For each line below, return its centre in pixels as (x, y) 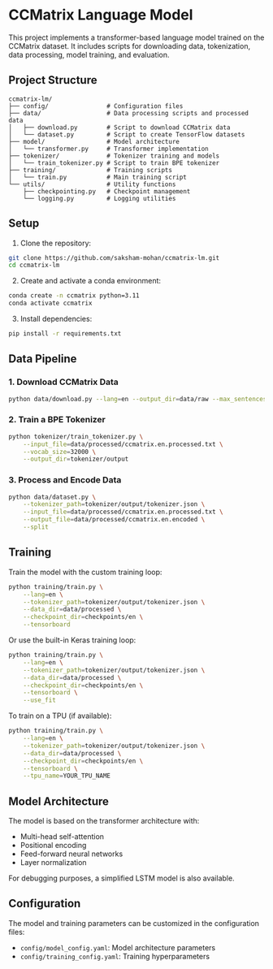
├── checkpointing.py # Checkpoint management (107, 191)
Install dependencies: (56, 319)
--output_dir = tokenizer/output (76, 459)
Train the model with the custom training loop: (85, 572)
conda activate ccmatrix (50, 303)
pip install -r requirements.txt (65, 334)
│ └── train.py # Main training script (97, 177)
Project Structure (53, 80)
